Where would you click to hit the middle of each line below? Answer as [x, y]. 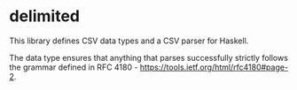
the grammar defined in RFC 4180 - [74, 67]
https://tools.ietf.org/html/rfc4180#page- [214, 67]
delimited [44, 16]
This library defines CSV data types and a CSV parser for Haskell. [129, 41]
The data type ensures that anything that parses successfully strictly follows [148, 57]
